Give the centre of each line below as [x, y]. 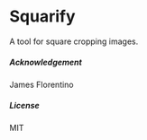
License [25, 105]
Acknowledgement [46, 62]
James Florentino [41, 84]
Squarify [42, 17]
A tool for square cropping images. [74, 41]
